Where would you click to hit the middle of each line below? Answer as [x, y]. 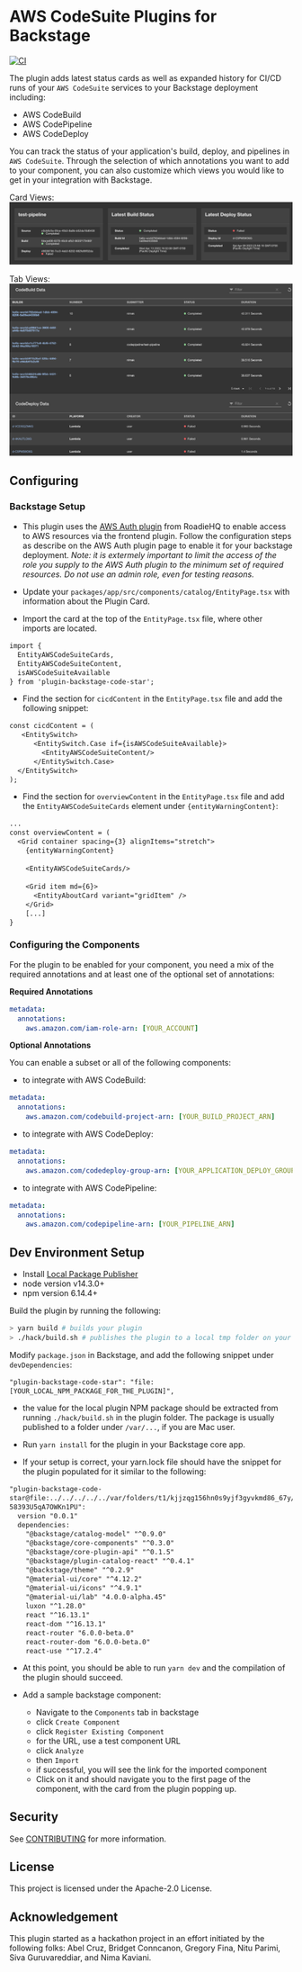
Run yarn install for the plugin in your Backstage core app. [133, 1444]
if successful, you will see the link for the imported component [151, 1769]
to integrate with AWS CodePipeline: [89, 1188]
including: [28, 97]
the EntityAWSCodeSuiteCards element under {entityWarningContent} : [150, 806]
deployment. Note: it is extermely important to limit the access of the [149, 554]
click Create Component [78, 1722]
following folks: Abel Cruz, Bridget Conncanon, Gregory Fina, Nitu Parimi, [145, 1948]
